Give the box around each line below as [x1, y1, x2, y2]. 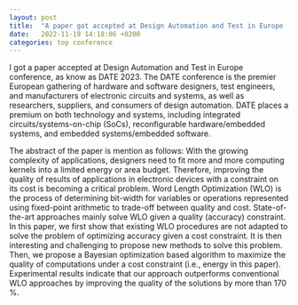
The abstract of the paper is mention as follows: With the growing [9, 146, 248, 157]
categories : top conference [9, 37, 114, 47]
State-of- [253, 202, 287, 213]
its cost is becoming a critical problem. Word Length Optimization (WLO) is [9, 183, 282, 194]
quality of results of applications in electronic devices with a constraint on [9, 174, 279, 185]
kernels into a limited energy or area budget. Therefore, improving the [9, 165, 264, 175]
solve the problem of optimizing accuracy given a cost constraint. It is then [9, 230, 282, 241]
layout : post [9, 12, 58, 22]
